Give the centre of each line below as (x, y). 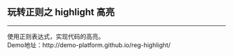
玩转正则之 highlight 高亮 (61, 12)
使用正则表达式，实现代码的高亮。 (56, 36)
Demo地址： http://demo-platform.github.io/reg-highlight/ (89, 45)
